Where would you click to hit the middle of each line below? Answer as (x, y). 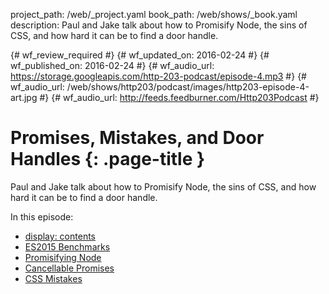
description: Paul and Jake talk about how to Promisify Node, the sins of (159, 25)
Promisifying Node (63, 257)
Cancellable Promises (69, 268)
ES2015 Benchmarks (67, 246)
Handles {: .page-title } (108, 159)
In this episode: (42, 216)
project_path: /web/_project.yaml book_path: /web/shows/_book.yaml (154, 14)
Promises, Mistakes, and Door (137, 138)
